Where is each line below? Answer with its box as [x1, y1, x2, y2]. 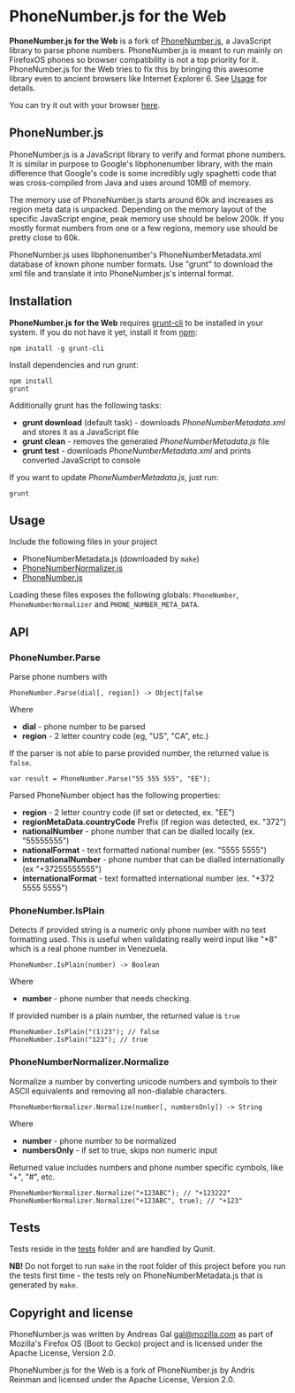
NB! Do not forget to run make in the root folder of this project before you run [9, 1261, 286, 1272]
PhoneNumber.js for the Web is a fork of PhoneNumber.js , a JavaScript [9, 35, 271, 46]
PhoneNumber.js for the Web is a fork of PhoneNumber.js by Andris [9, 1365, 255, 1375]
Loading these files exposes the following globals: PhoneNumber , [9, 589, 239, 600]
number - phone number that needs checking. [21, 993, 192, 1004]
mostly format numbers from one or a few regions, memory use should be [9, 222, 278, 233]
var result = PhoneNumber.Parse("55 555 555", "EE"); [9, 774, 212, 783]
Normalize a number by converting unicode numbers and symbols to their [9, 1076, 278, 1086]
